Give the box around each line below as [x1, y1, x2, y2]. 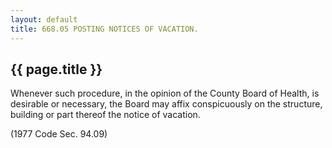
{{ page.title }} [10, 61, 103, 78]
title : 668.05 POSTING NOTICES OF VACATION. [10, 24, 199, 34]
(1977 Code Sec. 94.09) [10, 128, 108, 140]
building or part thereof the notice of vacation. [10, 109, 201, 121]
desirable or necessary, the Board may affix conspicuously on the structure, [10, 98, 323, 110]
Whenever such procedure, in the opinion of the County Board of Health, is [10, 87, 320, 100]
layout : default [10, 14, 78, 25]
